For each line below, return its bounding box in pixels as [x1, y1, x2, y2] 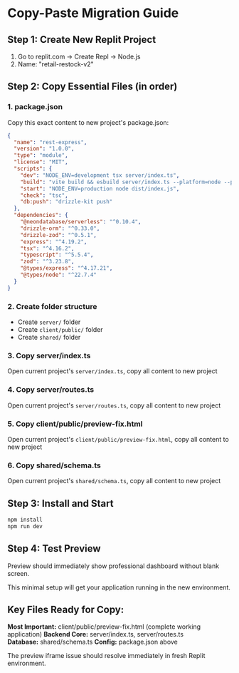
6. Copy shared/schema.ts [7, 460, 102, 470]
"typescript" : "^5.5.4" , [20, 251, 94, 258]
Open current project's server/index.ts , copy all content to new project [7, 367, 218, 375]
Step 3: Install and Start [7, 497, 114, 510]
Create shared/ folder [17, 333, 81, 341]
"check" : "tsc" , [20, 191, 69, 199]
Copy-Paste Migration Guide [7, 5, 179, 21]
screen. [7, 569, 30, 577]
